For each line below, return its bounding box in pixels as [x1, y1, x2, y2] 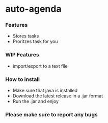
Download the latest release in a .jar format [12, 93, 103, 99]
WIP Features [5, 51, 39, 58]
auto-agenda [5, 3, 62, 15]
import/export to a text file [12, 63, 68, 69]
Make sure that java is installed [12, 88, 78, 94]
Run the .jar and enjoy [12, 98, 59, 105]
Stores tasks [12, 33, 39, 39]
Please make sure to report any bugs [5, 111, 98, 118]
